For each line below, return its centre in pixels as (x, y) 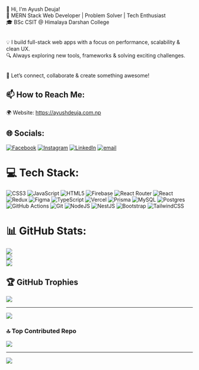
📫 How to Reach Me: (45, 95)
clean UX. (18, 49)
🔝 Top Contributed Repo (41, 331)
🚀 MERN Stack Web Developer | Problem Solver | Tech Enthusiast (86, 15)
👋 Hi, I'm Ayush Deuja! (33, 9)
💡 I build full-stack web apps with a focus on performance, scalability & (93, 42)
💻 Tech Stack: (43, 173)
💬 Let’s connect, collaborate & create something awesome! (78, 75)
